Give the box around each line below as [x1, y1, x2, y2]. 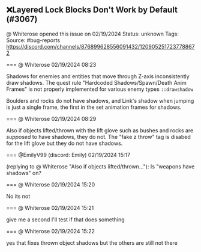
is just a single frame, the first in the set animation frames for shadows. [6, 103, 182, 111]
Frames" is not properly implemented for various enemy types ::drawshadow [6, 85, 194, 93]
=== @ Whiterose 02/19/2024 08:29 [6, 115, 97, 122]
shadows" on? [6, 169, 42, 176]
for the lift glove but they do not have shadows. [6, 140, 123, 147]
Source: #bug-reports [6, 36, 61, 44]
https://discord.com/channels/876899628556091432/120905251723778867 [6, 43, 195, 50]
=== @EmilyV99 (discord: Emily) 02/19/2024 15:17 [6, 151, 131, 158]
